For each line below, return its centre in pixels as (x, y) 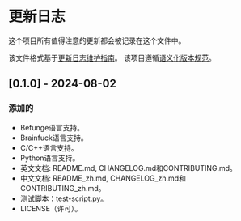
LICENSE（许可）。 (51, 208)
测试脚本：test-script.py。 (64, 198)
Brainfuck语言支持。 (54, 138)
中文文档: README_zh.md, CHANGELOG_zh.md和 (103, 178)
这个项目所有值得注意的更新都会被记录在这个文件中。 (97, 40)
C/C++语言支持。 (49, 147)
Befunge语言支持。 (52, 127)
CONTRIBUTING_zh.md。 (63, 188)
